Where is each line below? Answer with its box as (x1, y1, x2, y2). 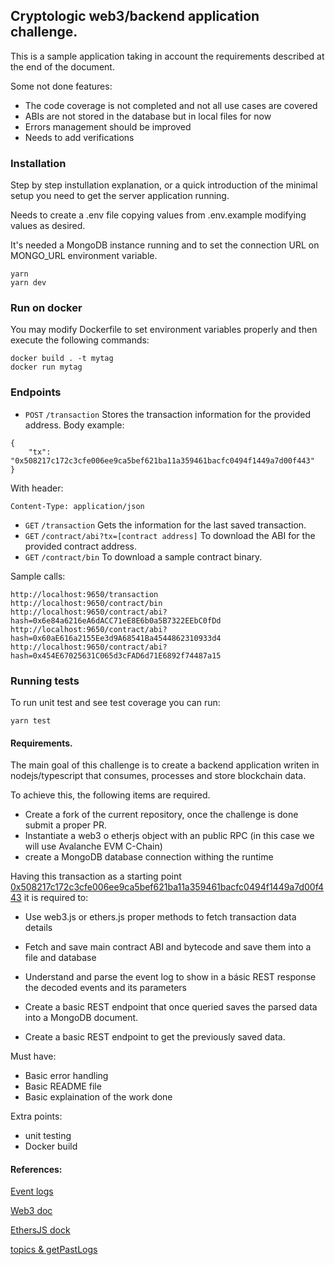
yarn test (10, 716, 52, 726)
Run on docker (10, 301, 83, 315)
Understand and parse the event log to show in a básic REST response (24, 971, 317, 983)
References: (10, 1163, 63, 1175)
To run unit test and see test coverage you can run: (10, 697, 221, 708)
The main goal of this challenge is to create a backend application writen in (10, 759, 320, 771)
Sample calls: (10, 570, 66, 582)
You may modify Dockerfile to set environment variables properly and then (10, 324, 318, 336)
